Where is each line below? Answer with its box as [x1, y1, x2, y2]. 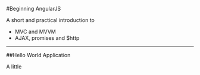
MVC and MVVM [14, 28, 57, 35]
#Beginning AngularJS [6, 5, 61, 12]
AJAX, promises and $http [14, 35, 80, 41]
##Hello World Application [6, 52, 71, 58]
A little [6, 63, 22, 70]
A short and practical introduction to [6, 17, 95, 23]
